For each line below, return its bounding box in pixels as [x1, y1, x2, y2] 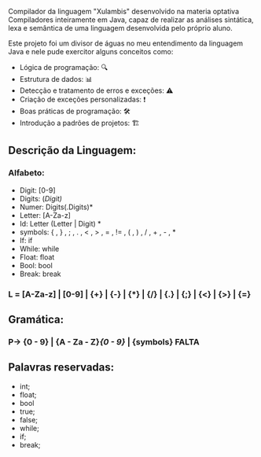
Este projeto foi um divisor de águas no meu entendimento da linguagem [8, 39, 244, 48]
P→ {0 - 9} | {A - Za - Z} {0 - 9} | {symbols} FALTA [8, 336, 200, 347]
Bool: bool [19, 260, 53, 270]
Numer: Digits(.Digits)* [19, 202, 94, 212]
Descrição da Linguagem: [8, 144, 137, 157]
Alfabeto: [8, 168, 45, 179]
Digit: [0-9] [19, 185, 56, 195]
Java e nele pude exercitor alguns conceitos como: [8, 47, 174, 56]
